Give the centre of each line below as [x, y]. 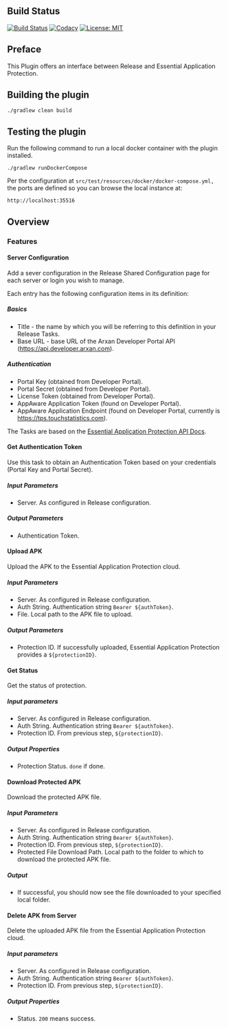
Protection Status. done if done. [61, 766]
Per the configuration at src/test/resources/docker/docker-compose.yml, [111, 181]
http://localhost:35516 [41, 201]
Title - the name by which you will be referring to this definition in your [116, 326]
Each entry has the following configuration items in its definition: [98, 293]
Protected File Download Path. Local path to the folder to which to [110, 852]
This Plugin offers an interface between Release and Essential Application [112, 66]
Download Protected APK [44, 781]
